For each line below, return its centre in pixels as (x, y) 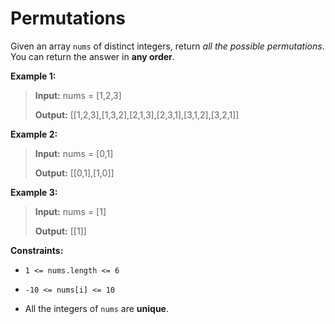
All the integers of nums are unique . (96, 308)
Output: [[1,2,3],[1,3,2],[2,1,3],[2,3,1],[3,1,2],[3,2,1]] (137, 114)
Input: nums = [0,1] (74, 153)
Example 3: (34, 192)
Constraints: (37, 250)
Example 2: (34, 134)
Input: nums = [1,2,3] (78, 95)
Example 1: (33, 76)
